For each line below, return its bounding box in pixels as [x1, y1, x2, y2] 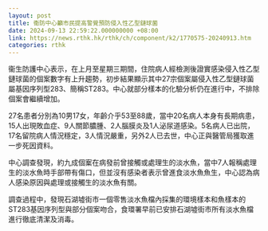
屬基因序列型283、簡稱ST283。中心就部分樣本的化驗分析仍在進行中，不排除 [8, 84, 260, 94]
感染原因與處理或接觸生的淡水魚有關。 [14, 178, 141, 187]
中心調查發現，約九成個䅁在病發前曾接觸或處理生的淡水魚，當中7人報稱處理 [8, 158, 257, 167]
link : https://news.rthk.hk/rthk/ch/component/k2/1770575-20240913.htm [8, 33, 251, 42]
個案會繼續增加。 [8, 94, 65, 104]
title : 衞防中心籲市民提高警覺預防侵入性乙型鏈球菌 [8, 19, 158, 27]
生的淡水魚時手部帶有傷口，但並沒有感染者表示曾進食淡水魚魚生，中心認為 [8, 168, 253, 178]
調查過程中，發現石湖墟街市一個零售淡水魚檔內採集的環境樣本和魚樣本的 [8, 194, 246, 204]
